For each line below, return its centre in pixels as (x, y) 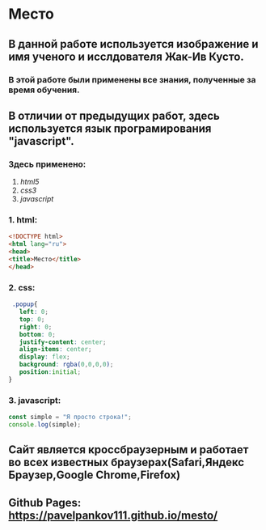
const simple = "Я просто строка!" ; (70, 418)
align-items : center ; (55, 350)
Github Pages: (45, 502)
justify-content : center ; (63, 342)
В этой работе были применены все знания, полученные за (132, 79)
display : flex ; (44, 357)
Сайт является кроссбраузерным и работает (129, 450)
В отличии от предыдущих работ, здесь (114, 115)
